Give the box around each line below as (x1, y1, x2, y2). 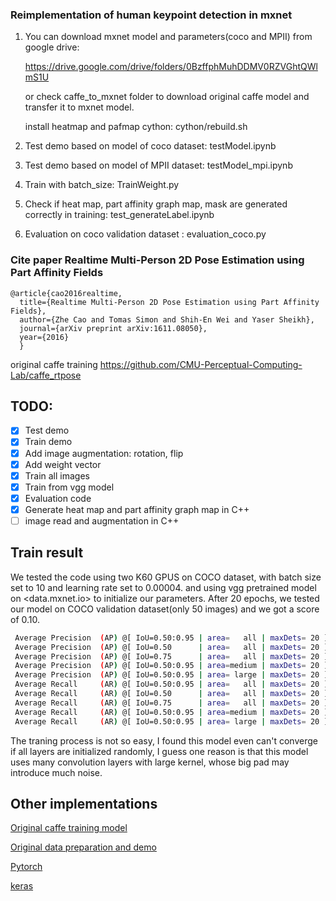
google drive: (24, 41, 80, 53)
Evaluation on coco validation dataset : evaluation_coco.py (24, 228, 267, 240)
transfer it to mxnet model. (24, 101, 135, 113)
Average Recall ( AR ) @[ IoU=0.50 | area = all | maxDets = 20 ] (14, 689, 329, 699)
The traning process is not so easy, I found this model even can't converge (10, 734, 318, 747)
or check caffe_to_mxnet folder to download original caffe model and (24, 91, 310, 103)
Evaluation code (24, 492, 92, 504)
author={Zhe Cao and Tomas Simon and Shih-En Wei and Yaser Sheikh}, (19, 314, 315, 325)
